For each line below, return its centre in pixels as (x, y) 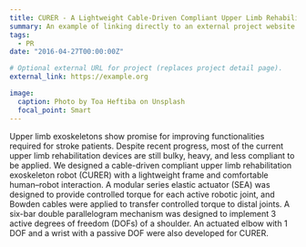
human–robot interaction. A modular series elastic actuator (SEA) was (140, 184)
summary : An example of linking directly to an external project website (153, 26)
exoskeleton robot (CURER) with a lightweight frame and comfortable (139, 175)
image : (22, 93)
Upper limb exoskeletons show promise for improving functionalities (137, 136)
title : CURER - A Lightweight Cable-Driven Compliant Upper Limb (136, 18)
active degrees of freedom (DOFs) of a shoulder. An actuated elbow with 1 (149, 223)
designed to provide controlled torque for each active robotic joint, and (142, 194)
